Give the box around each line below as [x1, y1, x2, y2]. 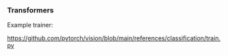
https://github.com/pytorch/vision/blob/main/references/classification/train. [7, 34, 221, 42]
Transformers [7, 5, 54, 15]
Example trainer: [7, 21, 53, 29]
